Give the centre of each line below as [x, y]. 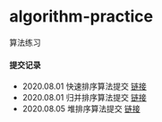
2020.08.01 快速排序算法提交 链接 [85, 86]
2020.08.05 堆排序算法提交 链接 [81, 109]
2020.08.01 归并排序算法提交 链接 [85, 98]
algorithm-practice [81, 17]
